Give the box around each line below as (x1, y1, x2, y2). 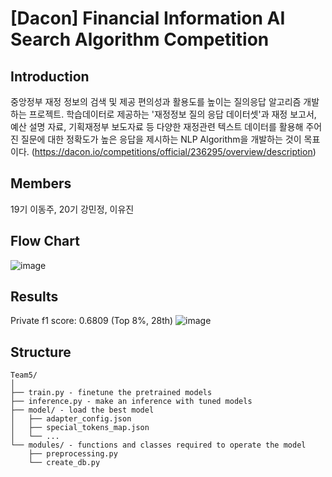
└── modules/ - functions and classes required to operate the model (10, 440, 307, 451)
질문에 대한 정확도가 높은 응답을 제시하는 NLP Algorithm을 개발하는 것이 (20, 133, 302, 145)
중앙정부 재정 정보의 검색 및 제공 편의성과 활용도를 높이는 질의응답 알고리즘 (10, 96, 302, 107)
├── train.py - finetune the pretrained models (10, 388, 213, 398)
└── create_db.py (28, 458, 101, 468)
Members (10, 175, 72, 192)
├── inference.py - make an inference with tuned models (10, 397, 253, 407)
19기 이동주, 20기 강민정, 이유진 (10, 203, 135, 215)
